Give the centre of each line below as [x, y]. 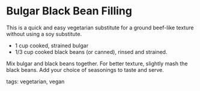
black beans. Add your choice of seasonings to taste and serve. [85, 69]
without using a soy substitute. [44, 34]
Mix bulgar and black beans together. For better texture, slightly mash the [97, 63]
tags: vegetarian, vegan [35, 81]
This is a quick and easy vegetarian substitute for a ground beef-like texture [100, 28]
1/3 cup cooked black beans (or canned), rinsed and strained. [91, 51]
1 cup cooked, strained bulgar [52, 45]
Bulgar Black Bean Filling [69, 11]
